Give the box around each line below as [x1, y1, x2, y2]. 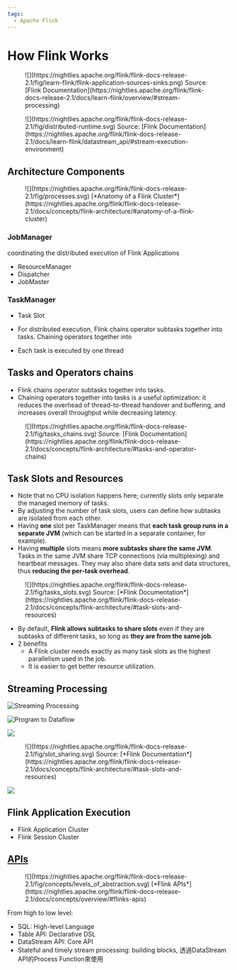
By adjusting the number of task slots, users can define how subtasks [17, 507, 221, 515]
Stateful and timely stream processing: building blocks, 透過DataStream [17, 945, 226, 954]
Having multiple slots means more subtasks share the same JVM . [17, 544, 213, 553]
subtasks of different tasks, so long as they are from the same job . [17, 632, 214, 641]
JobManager [7, 232, 53, 242]
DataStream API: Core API [17, 937, 93, 946]
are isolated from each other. [17, 514, 103, 522]
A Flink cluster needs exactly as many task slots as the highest [28, 647, 211, 656]
